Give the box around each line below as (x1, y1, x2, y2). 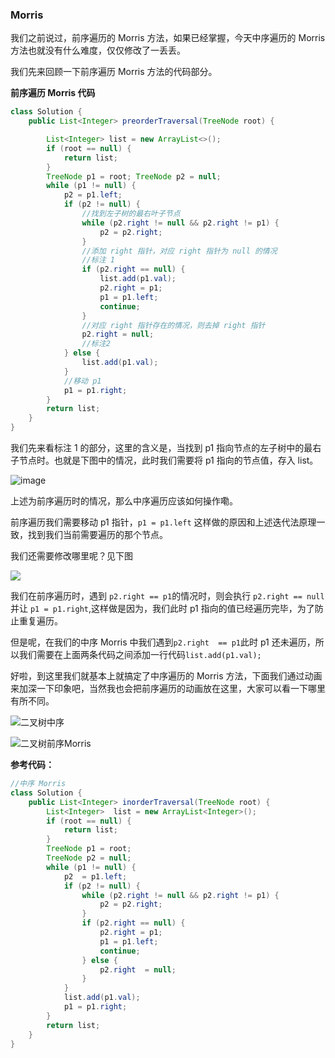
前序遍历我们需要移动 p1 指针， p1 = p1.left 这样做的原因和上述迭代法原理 (10, 516, 317, 528)
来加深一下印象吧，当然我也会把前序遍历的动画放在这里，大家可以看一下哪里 (10, 683, 326, 695)
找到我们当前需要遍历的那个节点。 (27, 529, 168, 541)
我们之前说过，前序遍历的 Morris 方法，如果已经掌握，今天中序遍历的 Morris (10, 32, 326, 44)
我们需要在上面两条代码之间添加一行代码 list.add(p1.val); (18, 649, 262, 661)
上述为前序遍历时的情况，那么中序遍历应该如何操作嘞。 (10, 495, 238, 507)
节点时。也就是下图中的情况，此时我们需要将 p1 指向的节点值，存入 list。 (18, 454, 319, 467)
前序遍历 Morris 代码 (10, 87, 96, 99)
